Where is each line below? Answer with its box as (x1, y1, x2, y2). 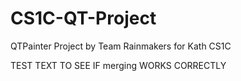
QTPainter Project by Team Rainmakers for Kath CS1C (10, 40, 232, 52)
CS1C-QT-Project (10, 7, 157, 30)
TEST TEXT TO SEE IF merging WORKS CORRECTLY (10, 59, 227, 71)
